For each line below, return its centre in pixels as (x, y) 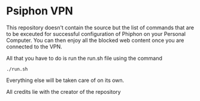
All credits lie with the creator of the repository (63, 91)
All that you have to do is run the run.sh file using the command (84, 58)
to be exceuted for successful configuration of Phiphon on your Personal (96, 33)
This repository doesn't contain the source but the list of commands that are (100, 27)
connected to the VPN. (34, 47)
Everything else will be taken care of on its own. (65, 80)
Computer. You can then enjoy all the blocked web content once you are (95, 40)
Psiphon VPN (40, 11)
